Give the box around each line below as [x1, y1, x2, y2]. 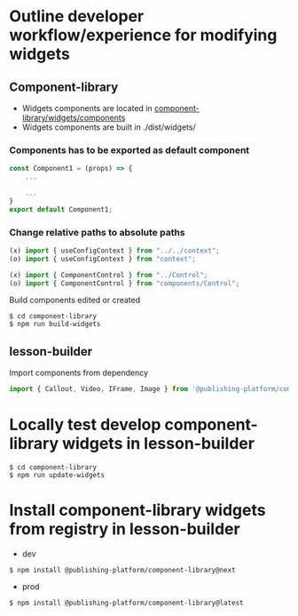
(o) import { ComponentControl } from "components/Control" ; [9, 278, 240, 288]
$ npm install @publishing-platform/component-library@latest [9, 598, 244, 608]
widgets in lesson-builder [61, 434, 255, 454]
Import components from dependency [9, 367, 149, 379]
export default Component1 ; [9, 204, 114, 214]
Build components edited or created [9, 295, 141, 306]
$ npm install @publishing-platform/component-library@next [9, 566, 237, 575]
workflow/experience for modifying [9, 25, 278, 45]
